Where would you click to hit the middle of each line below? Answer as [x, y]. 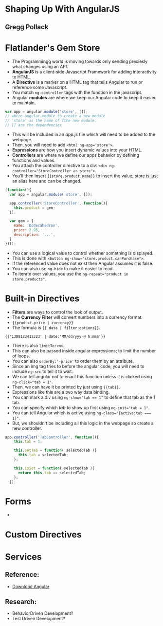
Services [24, 557]
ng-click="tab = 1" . [32, 382]
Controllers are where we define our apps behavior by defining [76, 155]
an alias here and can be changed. [47, 181]
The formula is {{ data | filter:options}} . [56, 328]
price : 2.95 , [27, 230]
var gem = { [22, 221]
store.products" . [29, 279]
